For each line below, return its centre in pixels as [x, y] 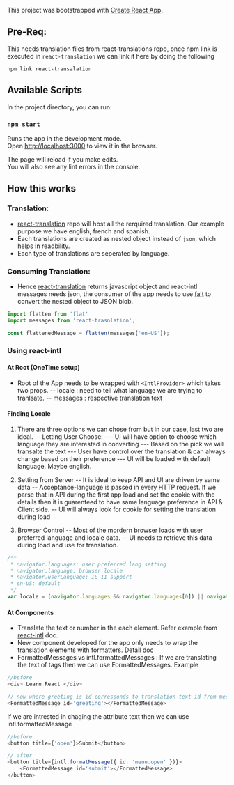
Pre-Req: [27, 32]
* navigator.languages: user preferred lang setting [88, 564]
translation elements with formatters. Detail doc [85, 650]
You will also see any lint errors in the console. [74, 166]
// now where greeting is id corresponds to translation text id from [112, 697]
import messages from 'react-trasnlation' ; [71, 320]
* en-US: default [35, 584]
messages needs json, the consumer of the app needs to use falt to [114, 294]
